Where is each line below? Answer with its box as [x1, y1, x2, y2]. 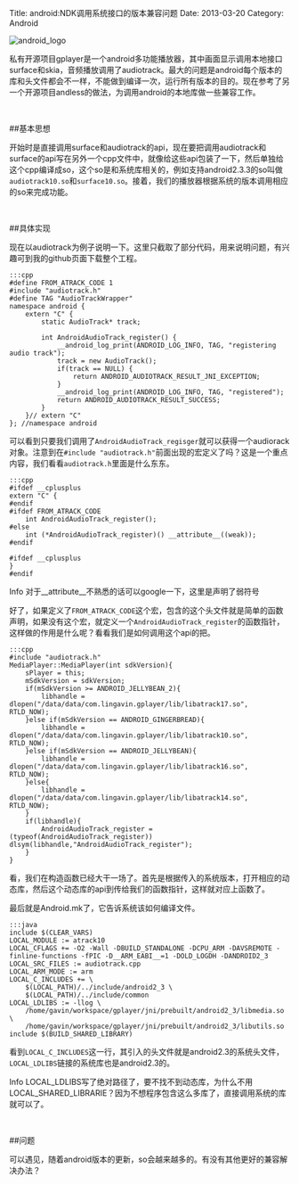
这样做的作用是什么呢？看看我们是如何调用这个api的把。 [9, 628, 215, 637]
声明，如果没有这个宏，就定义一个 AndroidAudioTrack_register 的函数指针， [9, 616, 285, 627]
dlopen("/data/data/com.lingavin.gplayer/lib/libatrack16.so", [9, 762, 249, 771]
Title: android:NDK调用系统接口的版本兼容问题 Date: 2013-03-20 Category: [9, 8, 285, 18]
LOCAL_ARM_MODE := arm [9, 967, 93, 976]
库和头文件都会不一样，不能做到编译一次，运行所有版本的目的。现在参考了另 [9, 76, 290, 86]
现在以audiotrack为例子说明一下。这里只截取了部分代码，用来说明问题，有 [9, 242, 282, 252]
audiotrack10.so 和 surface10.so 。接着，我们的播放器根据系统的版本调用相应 [9, 176, 289, 185]
